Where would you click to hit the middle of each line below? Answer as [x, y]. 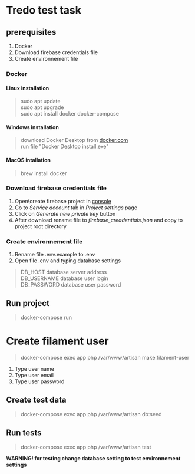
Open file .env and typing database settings [68, 261]
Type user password [39, 381]
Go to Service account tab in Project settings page [76, 208]
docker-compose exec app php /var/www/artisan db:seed [91, 414]
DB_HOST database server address [64, 272]
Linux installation [28, 88]
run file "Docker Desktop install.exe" [65, 147]
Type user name [34, 368]
